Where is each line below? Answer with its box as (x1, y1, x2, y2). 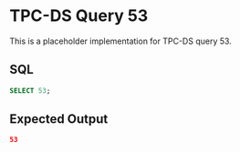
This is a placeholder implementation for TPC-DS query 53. (9, 35, 233, 46)
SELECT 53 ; (9, 86, 51, 96)
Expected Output (9, 111, 109, 127)
